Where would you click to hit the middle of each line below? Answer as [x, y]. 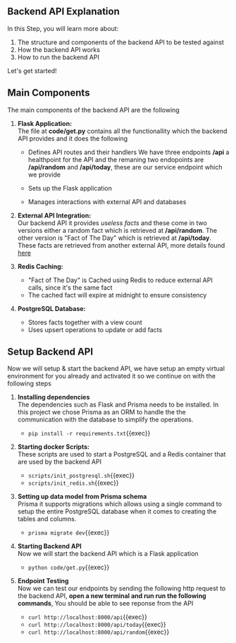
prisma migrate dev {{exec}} [69, 533]
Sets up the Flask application [70, 188]
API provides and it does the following [73, 138]
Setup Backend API [50, 352]
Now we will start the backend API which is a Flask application [108, 554]
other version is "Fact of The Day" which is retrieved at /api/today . [114, 238]
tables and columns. [47, 519]
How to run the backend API [58, 57]
